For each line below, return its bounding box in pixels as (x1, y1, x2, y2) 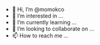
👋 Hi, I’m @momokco (12, 6, 65, 13)
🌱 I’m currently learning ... (12, 19, 77, 26)
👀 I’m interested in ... (12, 12, 64, 19)
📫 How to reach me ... (12, 32, 68, 39)
